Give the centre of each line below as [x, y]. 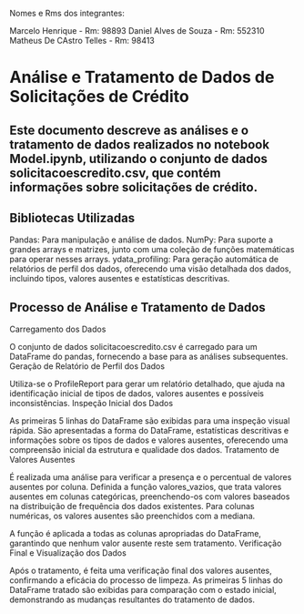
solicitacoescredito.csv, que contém [115, 173]
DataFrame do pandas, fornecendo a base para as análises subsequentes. [149, 357]
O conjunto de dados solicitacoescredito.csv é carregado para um [133, 347]
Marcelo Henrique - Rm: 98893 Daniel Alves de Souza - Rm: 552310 [137, 31]
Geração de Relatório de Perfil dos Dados [87, 366]
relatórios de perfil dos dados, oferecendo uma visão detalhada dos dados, [150, 269]
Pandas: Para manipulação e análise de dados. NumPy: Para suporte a [142, 240]
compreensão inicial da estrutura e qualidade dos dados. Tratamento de [144, 450]
